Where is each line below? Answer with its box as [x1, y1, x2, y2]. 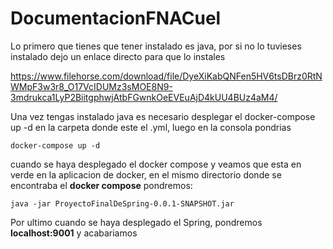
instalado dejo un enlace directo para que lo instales [10, 50, 226, 62]
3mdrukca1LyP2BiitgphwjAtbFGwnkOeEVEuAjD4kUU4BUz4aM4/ [10, 91, 278, 103]
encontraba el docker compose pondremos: [10, 179, 193, 191]
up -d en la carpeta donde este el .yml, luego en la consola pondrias [10, 121, 292, 133]
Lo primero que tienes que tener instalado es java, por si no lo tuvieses [10, 40, 302, 52]
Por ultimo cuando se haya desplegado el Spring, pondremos [10, 216, 263, 228]
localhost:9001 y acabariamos [10, 227, 138, 239]
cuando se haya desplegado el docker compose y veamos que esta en [10, 158, 302, 170]
